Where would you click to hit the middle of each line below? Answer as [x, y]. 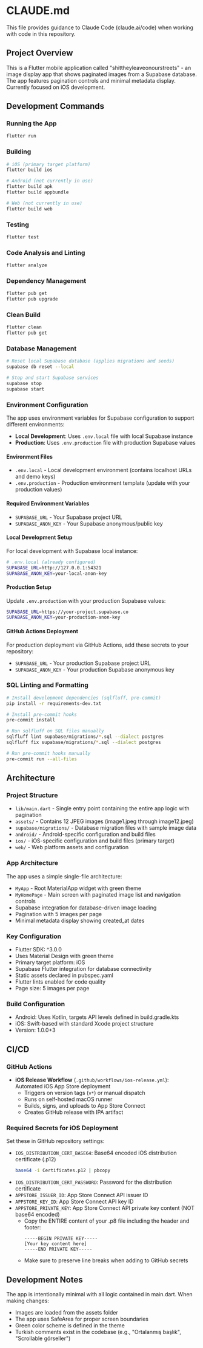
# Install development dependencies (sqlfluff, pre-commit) [84, 698]
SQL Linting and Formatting [48, 685]
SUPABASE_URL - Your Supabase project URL [68, 517]
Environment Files [30, 456]
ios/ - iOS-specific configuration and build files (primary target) [95, 841]
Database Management [42, 349]
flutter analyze [27, 265]
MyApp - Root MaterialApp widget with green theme [78, 888]
